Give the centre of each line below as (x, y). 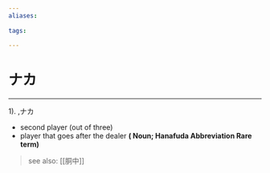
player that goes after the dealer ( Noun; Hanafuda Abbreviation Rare (136, 136)
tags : (17, 30)
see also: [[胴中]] (56, 161)
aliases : (23, 16)
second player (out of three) (66, 127)
